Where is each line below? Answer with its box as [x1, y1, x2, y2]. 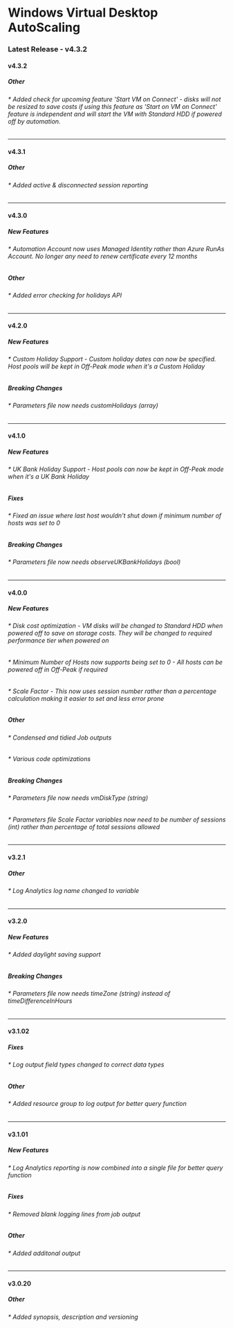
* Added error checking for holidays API [8, 291, 122, 299]
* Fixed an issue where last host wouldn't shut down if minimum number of [8, 511, 222, 520]
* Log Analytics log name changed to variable [8, 887, 140, 895]
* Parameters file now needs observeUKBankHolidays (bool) [8, 558, 181, 566]
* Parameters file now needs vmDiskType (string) [8, 794, 148, 802]
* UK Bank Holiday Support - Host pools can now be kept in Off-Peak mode [8, 465, 224, 473]
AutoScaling [8, 19, 81, 35]
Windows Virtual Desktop [8, 5, 158, 21]
